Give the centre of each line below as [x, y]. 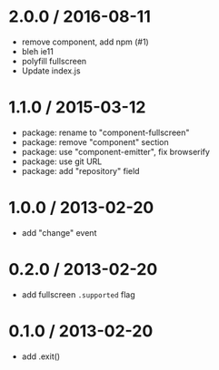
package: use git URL [62, 161]
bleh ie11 [37, 51]
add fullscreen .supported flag [78, 294]
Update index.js [51, 71]
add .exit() [41, 356]
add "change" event [59, 232]
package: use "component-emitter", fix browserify [116, 151]
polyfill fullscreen [54, 61]
